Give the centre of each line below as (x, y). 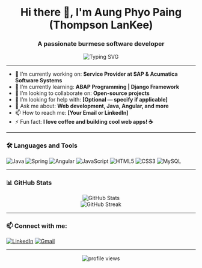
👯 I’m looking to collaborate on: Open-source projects (82, 93)
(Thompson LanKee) (101, 25)
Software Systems (38, 81)
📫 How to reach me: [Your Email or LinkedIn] (72, 113)
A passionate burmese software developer (101, 44)
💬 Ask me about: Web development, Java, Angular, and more (92, 106)
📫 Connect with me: (37, 226)
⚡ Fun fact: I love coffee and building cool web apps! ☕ (84, 122)
